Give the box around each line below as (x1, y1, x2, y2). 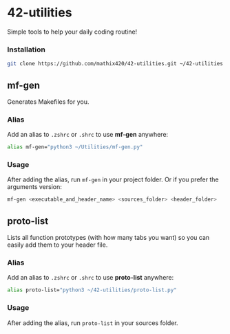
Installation (7, 45, 46, 54)
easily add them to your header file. (7, 241, 108, 249)
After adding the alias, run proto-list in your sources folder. (7, 318, 178, 327)
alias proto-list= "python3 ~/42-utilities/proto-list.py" (7, 287, 177, 293)
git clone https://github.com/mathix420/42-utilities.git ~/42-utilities (7, 60, 224, 67)
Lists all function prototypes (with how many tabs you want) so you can (7, 234, 210, 242)
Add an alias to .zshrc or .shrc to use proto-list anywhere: (7, 274, 174, 282)
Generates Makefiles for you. (7, 98, 90, 106)
